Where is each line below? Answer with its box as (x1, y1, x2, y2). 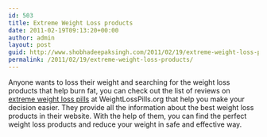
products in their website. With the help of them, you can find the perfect (8, 111, 247, 120)
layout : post (8, 41, 52, 49)
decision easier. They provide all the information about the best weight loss (8, 102, 254, 112)
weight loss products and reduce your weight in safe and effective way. (8, 120, 242, 129)
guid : (8, 48, 26, 56)
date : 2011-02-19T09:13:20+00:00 (8, 26, 119, 34)
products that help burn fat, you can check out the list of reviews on (8, 86, 230, 95)
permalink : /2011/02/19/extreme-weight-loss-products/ (8, 56, 194, 64)
